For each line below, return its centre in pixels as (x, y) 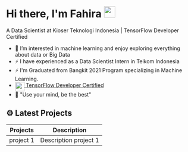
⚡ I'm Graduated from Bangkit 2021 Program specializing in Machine (98, 70)
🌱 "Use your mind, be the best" (53, 94)
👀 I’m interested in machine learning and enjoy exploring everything (97, 48)
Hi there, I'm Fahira (54, 14)
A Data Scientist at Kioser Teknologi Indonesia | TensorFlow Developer (93, 30)
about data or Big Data (42, 54)
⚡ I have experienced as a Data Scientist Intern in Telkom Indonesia (97, 61)
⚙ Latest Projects (39, 113)
